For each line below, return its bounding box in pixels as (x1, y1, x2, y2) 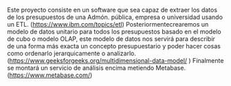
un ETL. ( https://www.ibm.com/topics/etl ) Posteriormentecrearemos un (7, 20, 209, 28)
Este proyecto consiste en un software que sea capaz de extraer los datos (7, 6, 218, 14)
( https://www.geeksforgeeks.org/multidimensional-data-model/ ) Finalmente (7, 57, 224, 64)
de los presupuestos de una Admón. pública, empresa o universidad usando (7, 13, 223, 21)
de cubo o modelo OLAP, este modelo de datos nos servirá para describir (7, 35, 215, 43)
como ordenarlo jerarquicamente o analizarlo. (7, 49, 136, 57)
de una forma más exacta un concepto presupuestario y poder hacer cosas (7, 42, 221, 50)
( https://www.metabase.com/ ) (7, 71, 93, 79)
